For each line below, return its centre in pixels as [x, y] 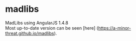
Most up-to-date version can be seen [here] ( [52, 28]
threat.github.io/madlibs [30, 33]
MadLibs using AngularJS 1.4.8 [37, 23]
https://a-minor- [114, 28]
